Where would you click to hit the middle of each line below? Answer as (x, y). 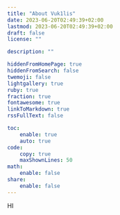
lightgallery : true (35, 84)
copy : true (35, 154)
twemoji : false (29, 77)
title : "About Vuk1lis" (42, 13)
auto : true (35, 141)
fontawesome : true (34, 103)
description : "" (31, 52)
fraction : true (29, 96)
